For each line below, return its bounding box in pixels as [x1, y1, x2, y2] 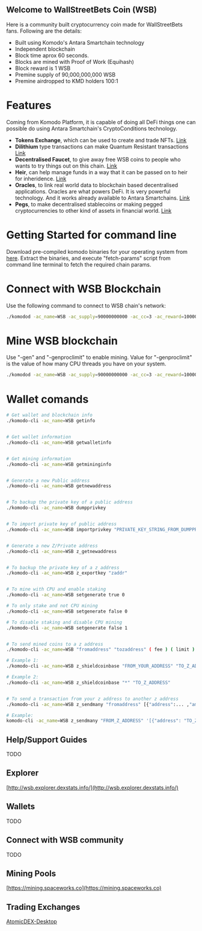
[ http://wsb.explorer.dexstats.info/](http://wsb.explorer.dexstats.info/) [6, 784, 179, 791]
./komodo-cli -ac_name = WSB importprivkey [6, 526, 112, 532]
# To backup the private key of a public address [6, 499, 133, 505]
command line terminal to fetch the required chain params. [6, 260, 151, 268]
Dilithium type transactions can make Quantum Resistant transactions [14, 143, 189, 150]
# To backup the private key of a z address [6, 564, 120, 570]
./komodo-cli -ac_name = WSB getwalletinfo [6, 440, 112, 446]
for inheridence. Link [14, 175, 67, 182]
